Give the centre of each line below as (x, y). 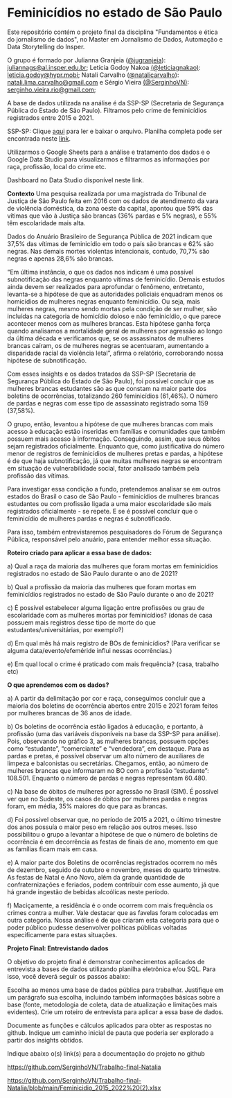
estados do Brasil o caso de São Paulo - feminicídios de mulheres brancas (113, 496)
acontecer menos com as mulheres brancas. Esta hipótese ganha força (109, 323)
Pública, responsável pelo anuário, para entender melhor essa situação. (109, 539)
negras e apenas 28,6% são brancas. (61, 259)
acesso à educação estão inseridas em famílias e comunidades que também (116, 431)
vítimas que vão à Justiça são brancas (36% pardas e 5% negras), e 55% (112, 216)
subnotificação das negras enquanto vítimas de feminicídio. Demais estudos (116, 279)
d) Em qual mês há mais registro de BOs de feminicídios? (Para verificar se (114, 643)
